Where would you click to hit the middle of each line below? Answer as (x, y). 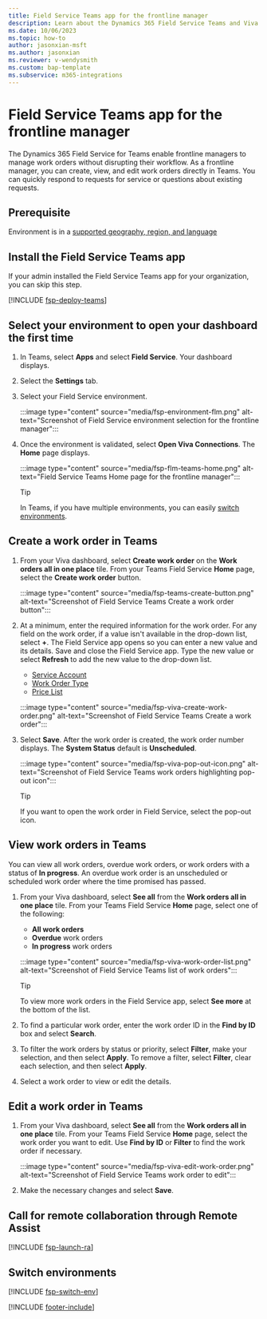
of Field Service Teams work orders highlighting (158, 772)
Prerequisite (39, 212)
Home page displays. (55, 453)
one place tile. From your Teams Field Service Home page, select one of (139, 905)
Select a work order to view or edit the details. (95, 1081)
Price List (47, 691)
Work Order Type (60, 683)
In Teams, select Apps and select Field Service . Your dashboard (126, 357)
